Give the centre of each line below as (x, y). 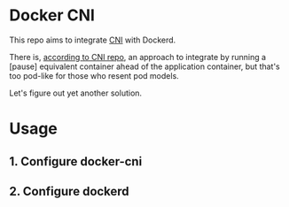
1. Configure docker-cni (76, 161)
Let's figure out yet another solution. (76, 93)
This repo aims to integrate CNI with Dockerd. (93, 40)
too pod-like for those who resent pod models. (94, 75)
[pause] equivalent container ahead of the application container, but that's (145, 66)
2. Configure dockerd (70, 191)
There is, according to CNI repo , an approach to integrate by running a (138, 57)
